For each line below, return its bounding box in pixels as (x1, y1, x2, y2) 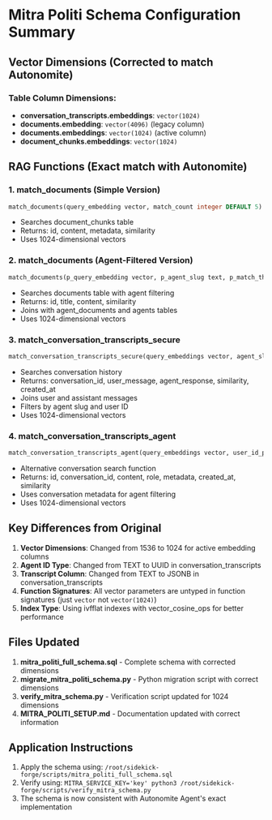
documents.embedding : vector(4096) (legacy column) (19, 119, 205, 129)
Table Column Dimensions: (8, 92, 117, 103)
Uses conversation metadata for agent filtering (19, 489, 176, 499)
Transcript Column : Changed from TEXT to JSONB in (19, 569, 200, 578)
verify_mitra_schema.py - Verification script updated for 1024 (19, 691, 229, 701)
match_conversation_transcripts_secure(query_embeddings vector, (8, 352, 233, 360)
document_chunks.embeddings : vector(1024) (19, 136, 178, 146)
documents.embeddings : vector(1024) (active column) (19, 127, 206, 137)
